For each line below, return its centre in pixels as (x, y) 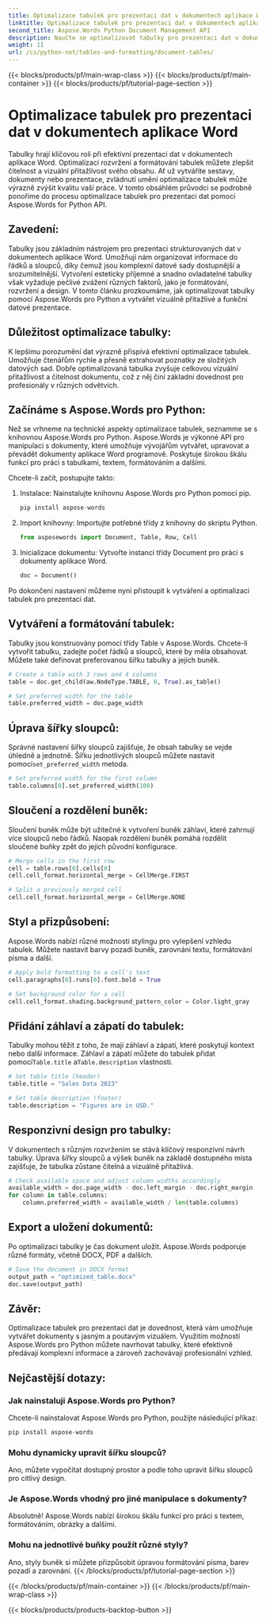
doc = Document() (48, 576)
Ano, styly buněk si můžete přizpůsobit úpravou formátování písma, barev (129, 1562)
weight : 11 (26, 45)
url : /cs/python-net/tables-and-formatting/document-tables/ (111, 52)
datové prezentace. (40, 307)
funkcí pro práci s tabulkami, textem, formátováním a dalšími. (108, 463)
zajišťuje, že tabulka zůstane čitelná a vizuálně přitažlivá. (101, 1166)
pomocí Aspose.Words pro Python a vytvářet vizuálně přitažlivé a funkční (128, 299)
